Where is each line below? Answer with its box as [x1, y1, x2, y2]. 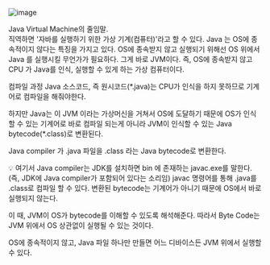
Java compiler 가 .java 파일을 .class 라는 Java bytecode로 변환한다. [8, 146, 227, 155]
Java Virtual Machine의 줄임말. [8, 24, 109, 34]
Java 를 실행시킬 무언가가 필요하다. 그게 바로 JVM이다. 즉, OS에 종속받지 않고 [8, 55, 253, 64]
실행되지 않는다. [8, 193, 59, 203]
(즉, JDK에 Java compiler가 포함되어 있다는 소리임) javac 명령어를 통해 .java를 [8, 173, 257, 183]
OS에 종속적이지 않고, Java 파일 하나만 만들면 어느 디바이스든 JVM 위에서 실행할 [8, 238, 262, 247]
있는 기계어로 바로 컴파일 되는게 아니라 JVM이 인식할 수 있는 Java [25, 119, 232, 128]
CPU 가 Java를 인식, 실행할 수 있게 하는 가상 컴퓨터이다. [8, 64, 185, 74]
